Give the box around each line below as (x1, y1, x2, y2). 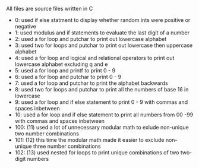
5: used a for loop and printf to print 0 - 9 (14, 67, 116, 74)
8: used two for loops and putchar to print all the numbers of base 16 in (14, 86, 189, 93)
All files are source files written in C (6, 5, 93, 12)
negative (14, 23, 37, 30)
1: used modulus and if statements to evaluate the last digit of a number (14, 29, 190, 36)
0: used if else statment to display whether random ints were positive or (14, 17, 191, 23)
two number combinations (14, 130, 79, 137)
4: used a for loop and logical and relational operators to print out (14, 55, 175, 61)
